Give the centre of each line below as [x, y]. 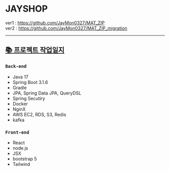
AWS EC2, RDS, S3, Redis [39, 114]
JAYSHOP [27, 9]
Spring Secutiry [29, 98]
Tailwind [21, 164]
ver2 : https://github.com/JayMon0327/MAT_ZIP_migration [66, 28]
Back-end [16, 67]
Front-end [17, 132]
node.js [20, 148]
